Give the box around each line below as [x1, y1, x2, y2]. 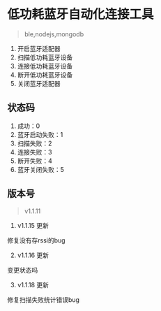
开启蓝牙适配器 [17, 44, 61, 52]
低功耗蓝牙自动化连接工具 [7, 6, 155, 22]
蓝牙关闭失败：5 [17, 165, 65, 173]
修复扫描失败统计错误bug [7, 295, 80, 304]
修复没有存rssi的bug [7, 236, 66, 245]
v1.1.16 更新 [17, 251, 49, 259]
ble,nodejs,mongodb [24, 29, 84, 38]
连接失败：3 [17, 147, 52, 156]
